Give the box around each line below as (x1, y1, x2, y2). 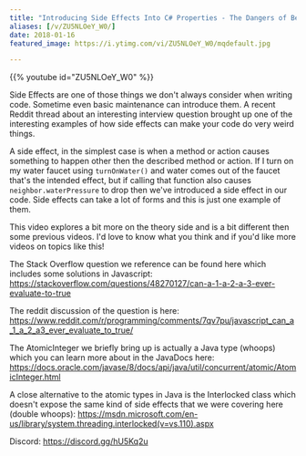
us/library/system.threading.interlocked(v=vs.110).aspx (9, 419, 214, 430)
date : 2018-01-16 (9, 30, 76, 39)
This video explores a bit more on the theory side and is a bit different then (9, 222, 290, 233)
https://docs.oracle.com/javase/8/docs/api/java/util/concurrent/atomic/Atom (9, 362, 297, 373)
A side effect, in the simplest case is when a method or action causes (9, 146, 270, 157)
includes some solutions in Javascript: (9, 268, 153, 279)
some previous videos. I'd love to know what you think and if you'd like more (9, 232, 296, 243)
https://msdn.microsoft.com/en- (76, 409, 199, 420)
